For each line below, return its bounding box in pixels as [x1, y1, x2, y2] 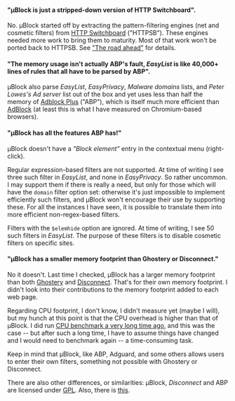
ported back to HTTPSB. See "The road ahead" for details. [7, 44, 177, 52]
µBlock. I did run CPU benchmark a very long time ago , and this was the [7, 321, 215, 329]
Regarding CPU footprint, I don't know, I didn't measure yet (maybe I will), [7, 306, 220, 315]
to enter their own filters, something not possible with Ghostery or [7, 357, 198, 365]
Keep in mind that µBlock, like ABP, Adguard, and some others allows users [7, 350, 224, 358]
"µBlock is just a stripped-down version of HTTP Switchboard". [7, 6, 196, 14]
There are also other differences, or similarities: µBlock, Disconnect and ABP [7, 378, 228, 386]
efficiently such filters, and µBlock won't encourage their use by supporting [7, 195, 226, 204]
